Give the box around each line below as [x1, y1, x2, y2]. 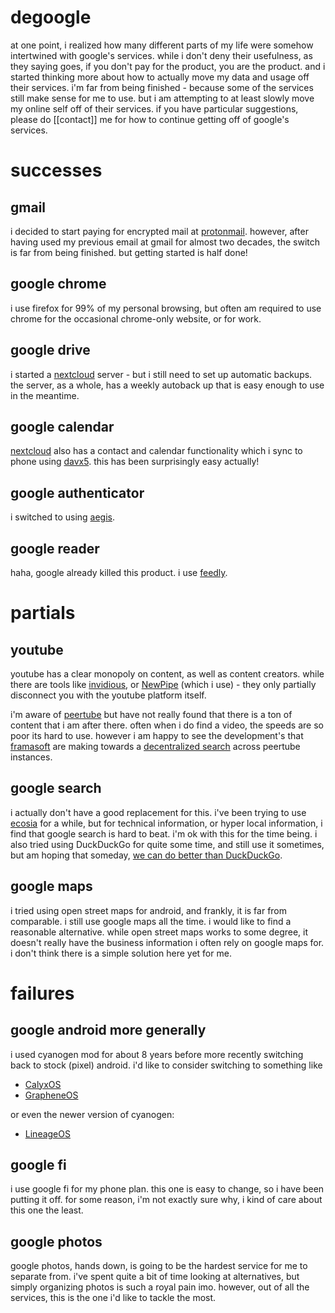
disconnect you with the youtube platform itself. [10, 689, 207, 701]
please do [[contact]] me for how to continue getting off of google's [10, 113, 290, 125]
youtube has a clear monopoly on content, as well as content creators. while [10, 668, 325, 680]
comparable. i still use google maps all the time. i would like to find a [10, 915, 292, 927]
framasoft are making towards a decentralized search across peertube [10, 741, 301, 752]
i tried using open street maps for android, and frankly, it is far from [10, 904, 288, 916]
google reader [10, 540, 100, 557]
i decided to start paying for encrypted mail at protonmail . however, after [10, 225, 309, 237]
